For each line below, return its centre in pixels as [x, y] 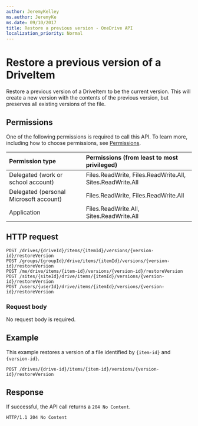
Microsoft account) [36, 199]
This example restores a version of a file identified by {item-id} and [88, 352]
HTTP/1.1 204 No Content [37, 417]
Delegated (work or [36, 174]
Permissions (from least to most [132, 157]
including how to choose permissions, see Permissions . [74, 143]
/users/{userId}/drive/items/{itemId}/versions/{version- [92, 286]
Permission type [33, 161]
